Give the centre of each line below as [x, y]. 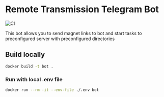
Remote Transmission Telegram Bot [82, 9]
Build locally [25, 55]
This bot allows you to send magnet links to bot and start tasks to [74, 33]
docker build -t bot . [29, 66]
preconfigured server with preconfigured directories [60, 39]
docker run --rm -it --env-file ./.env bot [52, 90]
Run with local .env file [34, 79]
